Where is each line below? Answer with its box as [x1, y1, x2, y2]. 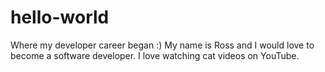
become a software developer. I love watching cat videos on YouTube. [10, 49, 300, 61]
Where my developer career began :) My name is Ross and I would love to [10, 39, 315, 51]
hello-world [10, 6, 110, 29]
